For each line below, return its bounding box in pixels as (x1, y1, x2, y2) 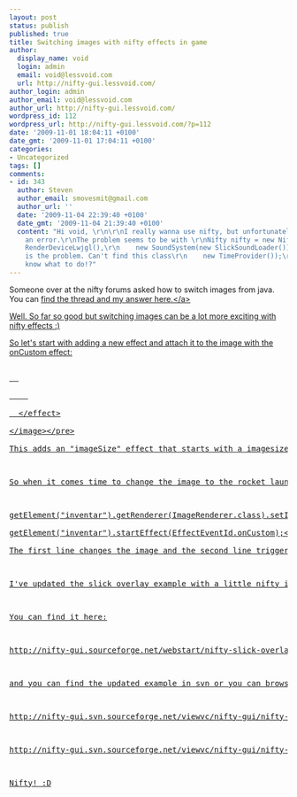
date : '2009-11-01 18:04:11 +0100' (9, 128, 141, 137)
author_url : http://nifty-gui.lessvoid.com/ (9, 104, 176, 112)
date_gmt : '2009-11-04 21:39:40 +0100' (17, 219, 164, 228)
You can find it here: (9, 612, 108, 622)
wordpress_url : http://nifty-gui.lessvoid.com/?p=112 (9, 120, 212, 129)
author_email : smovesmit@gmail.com (17, 194, 148, 204)
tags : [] (9, 161, 42, 170)
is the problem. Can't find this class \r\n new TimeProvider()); (25, 251, 283, 261)
